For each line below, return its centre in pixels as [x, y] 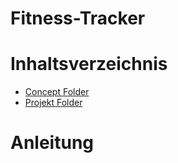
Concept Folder [57, 92]
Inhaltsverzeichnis [89, 64]
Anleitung [52, 143]
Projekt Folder [53, 103]
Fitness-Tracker [78, 18]
